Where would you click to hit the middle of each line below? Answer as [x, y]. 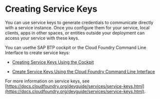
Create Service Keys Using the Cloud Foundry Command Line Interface [83, 71]
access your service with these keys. [42, 38]
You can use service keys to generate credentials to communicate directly [79, 22]
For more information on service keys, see [47, 81]
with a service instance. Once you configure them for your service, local [77, 27]
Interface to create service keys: [37, 53]
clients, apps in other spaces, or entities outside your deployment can [75, 33]
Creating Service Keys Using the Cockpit [53, 62]
